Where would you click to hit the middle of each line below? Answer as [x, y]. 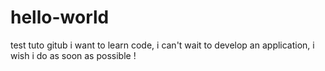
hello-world [60, 17]
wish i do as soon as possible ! [73, 55]
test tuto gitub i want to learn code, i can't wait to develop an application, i [162, 45]
